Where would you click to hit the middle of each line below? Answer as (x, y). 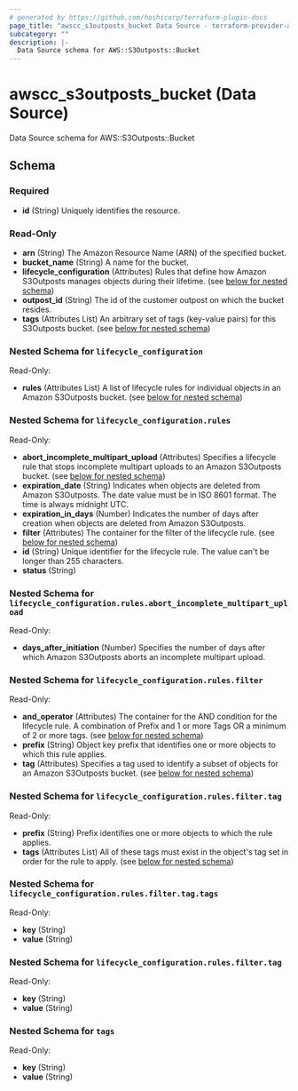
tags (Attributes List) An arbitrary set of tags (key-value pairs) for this (149, 319)
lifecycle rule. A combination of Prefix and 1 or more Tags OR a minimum (154, 726)
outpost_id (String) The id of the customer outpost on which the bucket (153, 300)
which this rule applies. (64, 754)
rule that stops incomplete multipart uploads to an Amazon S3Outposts (152, 466)
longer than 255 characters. (73, 561)
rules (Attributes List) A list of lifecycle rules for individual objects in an (151, 388)
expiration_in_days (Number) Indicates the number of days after (140, 514)
